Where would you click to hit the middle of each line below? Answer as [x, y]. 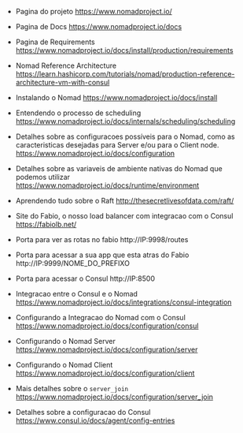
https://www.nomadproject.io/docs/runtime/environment [107, 185]
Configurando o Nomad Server [66, 341]
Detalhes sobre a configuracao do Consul [83, 412]
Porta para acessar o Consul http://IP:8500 [85, 278]
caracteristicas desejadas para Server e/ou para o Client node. [117, 145]
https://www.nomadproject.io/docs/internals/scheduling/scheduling [125, 121]
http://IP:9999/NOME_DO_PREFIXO [72, 263]
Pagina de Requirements [55, 42]
